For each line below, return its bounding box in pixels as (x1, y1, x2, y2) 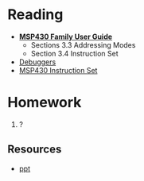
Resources (7, 143, 62, 156)
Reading (7, 6, 64, 24)
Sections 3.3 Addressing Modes (30, 40, 136, 49)
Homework (7, 94, 82, 112)
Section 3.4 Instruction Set (30, 48, 119, 58)
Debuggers (18, 57, 56, 67)
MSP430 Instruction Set (18, 65, 98, 75)
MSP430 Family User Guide (18, 32, 113, 41)
